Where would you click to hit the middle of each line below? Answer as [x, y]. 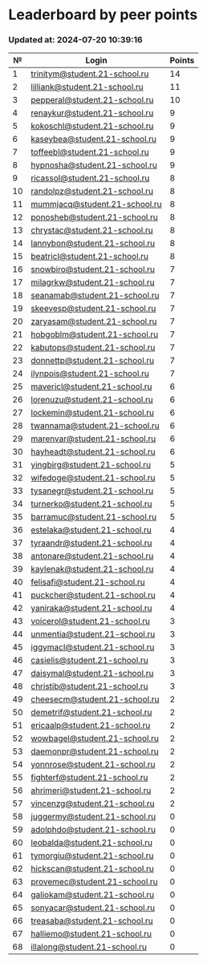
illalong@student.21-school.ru [89, 947]
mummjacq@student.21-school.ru [96, 204]
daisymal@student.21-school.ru [92, 674]
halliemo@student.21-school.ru [91, 934]
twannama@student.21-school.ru [95, 426]
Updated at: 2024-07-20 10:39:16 [75, 40]
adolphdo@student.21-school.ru [93, 830]
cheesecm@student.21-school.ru [95, 699]
